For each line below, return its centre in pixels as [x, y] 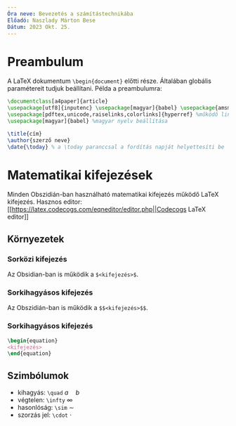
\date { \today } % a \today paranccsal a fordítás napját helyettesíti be [116, 147]
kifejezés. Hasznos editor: [45, 202]
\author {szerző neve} [39, 140]
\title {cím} [25, 134]
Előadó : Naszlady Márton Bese [52, 20]
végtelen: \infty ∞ [45, 400]
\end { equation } [29, 354]
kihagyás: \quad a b [48, 393]
